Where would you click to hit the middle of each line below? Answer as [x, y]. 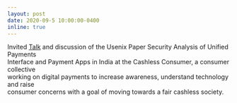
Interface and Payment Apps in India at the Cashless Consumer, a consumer [118, 62]
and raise [21, 85]
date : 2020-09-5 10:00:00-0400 [53, 20]
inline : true [27, 27]
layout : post [27, 14]
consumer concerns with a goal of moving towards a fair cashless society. [116, 92]
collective [22, 69]
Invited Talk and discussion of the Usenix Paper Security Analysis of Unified [118, 47]
